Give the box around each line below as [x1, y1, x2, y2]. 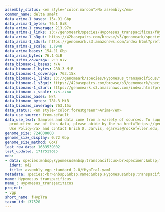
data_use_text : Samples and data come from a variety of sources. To [5, 117, 151, 122]
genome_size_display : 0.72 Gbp [5, 135, 69, 140]
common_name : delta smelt [5, 12, 58, 17]
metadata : [5, 172, 26, 177]
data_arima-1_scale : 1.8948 [5, 44, 63, 49]
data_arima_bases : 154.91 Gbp [5, 48, 67, 53]
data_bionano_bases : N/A [5, 94, 56, 99]
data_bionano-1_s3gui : [5, 80, 52, 85]
